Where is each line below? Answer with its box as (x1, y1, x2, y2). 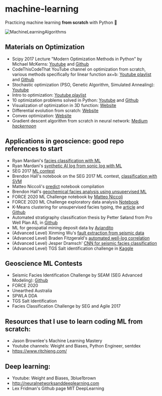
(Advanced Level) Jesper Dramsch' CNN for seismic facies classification (12, 240, 157, 246)
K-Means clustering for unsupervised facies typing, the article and (12, 204, 144, 210)
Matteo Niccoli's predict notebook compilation (12, 183, 104, 189)
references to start (5, 145, 63, 153)
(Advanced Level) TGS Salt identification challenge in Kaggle (12, 245, 133, 251)
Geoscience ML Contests (5, 259, 83, 268)
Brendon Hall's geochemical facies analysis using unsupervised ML (12, 189, 147, 194)
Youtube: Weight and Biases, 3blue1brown (12, 375, 96, 381)
